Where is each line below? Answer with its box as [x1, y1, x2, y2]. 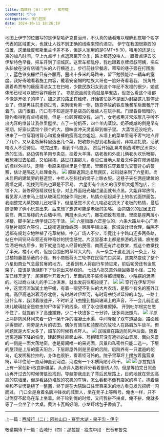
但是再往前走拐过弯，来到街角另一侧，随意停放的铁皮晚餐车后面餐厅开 [18, 102, 159, 108]
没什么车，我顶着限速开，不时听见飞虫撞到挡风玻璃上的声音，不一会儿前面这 [5, 298, 159, 304]
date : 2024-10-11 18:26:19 [5, 21, 60, 26]
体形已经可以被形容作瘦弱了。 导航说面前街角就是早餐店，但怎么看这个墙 [5, 90, 152, 96]
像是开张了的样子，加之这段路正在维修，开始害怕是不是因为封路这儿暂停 [9, 96, 155, 102]
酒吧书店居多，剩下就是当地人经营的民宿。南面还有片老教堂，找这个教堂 [9, 242, 155, 248]
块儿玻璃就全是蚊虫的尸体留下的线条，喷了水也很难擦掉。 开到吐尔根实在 [5, 304, 152, 309]
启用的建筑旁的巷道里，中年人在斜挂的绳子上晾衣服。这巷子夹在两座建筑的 [9, 175, 159, 181]
